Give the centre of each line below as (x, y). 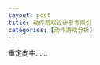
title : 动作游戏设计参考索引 (50, 23)
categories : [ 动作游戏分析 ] (50, 30)
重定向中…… (28, 53)
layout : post (30, 15)
